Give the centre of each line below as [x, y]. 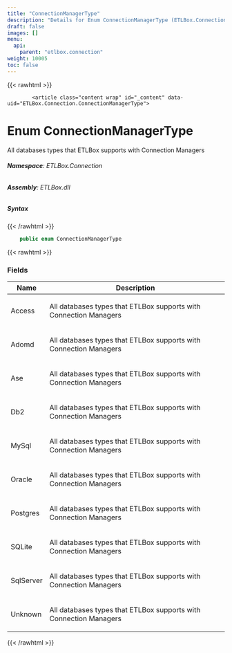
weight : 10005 [28, 59]
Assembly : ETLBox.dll [39, 187]
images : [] [23, 33]
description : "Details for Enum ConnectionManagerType [88, 20]
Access [23, 311]
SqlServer [27, 580]
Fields [18, 270]
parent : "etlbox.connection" [61, 53]
